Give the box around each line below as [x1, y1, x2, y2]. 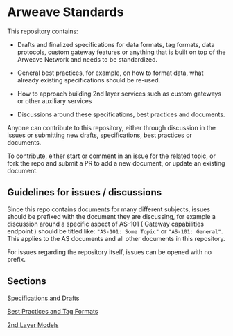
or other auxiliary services [17, 96, 92, 105]
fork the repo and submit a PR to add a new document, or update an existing [7, 159, 225, 167]
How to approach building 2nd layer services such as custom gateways [17, 89, 222, 98]
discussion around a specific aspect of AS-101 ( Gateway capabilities [7, 220, 205, 228]
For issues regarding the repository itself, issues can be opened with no [7, 247, 212, 256]
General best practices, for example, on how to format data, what [17, 69, 204, 77]
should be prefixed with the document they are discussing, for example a [7, 212, 216, 220]
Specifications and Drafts [7, 294, 80, 302]
